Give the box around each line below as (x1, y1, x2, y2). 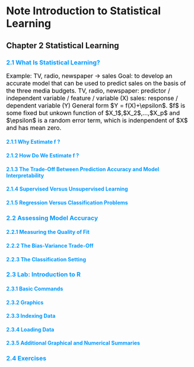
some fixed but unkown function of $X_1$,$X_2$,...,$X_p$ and (6, 109, 180, 117)
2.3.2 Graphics (6, 299, 44, 306)
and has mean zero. (6, 124, 62, 132)
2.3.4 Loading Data (6, 325, 55, 333)
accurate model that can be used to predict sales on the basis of (6, 79, 186, 87)
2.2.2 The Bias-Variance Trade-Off (6, 242, 94, 249)
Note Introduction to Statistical (6, 4, 161, 18)
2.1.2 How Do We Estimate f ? (6, 152, 79, 159)
